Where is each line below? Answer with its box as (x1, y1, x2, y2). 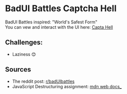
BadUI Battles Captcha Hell (5, 3, 117, 14)
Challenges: (5, 38, 43, 47)
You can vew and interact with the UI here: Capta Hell (5, 24, 113, 30)
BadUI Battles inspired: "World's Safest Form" (5, 19, 98, 25)
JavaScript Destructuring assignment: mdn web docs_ (12, 83, 122, 89)
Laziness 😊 (12, 51, 36, 57)
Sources (5, 65, 31, 74)
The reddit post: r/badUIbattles (12, 78, 75, 84)
